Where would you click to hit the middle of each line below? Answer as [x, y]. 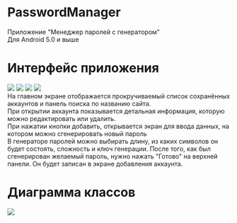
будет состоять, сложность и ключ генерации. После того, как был [109, 149]
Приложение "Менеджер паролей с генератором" [84, 32]
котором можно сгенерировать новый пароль [77, 133]
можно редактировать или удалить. [62, 118]
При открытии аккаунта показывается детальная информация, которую [116, 111]
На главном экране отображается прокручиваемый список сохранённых [119, 96]
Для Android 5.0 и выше [43, 39]
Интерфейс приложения [83, 68]
